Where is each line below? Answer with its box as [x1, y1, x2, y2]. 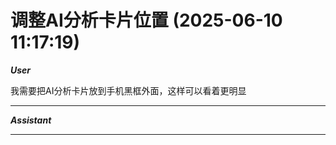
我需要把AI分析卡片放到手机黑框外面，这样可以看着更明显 [10, 84, 247, 96]
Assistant [10, 114, 52, 126]
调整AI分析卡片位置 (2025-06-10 [10, 9, 283, 32]
